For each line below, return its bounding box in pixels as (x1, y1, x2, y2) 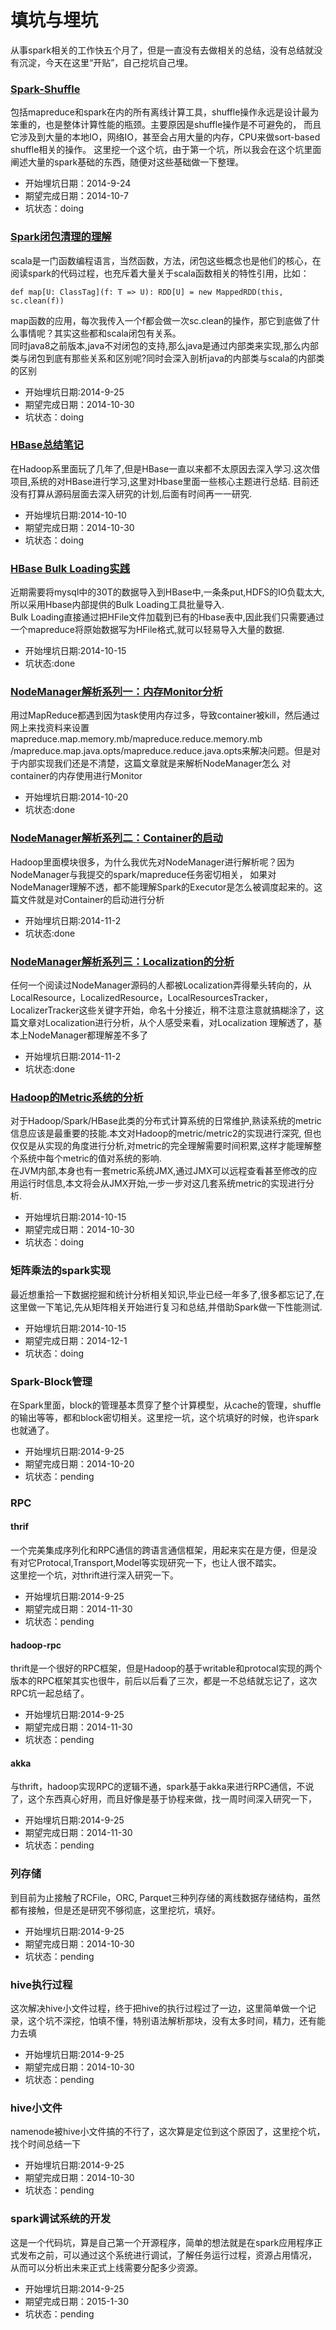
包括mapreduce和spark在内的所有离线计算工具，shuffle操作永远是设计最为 (10, 106, 320, 118)
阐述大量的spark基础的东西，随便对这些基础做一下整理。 (10, 156, 245, 168)
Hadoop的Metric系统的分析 (10, 1090, 144, 1104)
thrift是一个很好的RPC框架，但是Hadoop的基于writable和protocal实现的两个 (10, 1662, 323, 1675)
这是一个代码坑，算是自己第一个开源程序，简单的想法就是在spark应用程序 (10, 2236, 315, 2248)
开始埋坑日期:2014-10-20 (24, 791, 129, 803)
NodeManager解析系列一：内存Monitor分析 (10, 685, 223, 699)
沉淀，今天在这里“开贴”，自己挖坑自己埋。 (18, 56, 194, 68)
